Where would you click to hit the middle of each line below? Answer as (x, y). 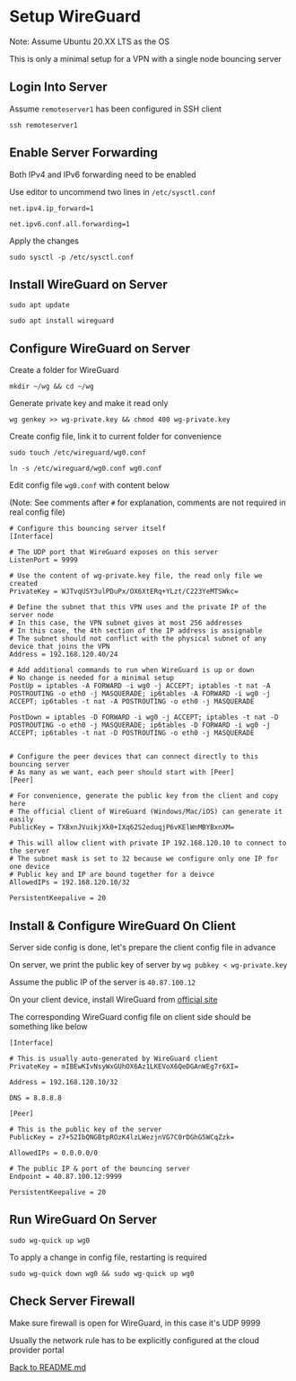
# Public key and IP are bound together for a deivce (112, 875)
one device (30, 867)
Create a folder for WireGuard (64, 370)
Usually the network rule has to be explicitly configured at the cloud (135, 1340)
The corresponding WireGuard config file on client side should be (130, 1017)
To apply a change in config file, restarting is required (109, 1257)
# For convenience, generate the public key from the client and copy (144, 796)
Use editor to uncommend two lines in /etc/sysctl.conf (113, 191)
